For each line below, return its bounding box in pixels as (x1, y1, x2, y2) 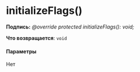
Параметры (6, 48, 37, 55)
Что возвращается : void (6, 34, 67, 41)
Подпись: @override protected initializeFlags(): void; (6, 23, 135, 30)
